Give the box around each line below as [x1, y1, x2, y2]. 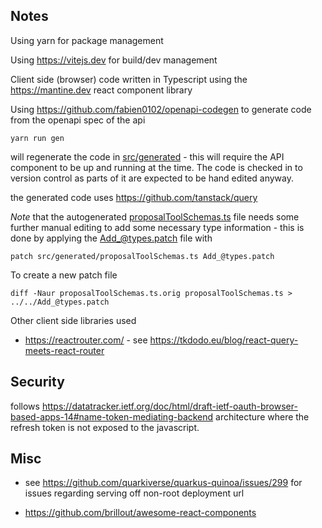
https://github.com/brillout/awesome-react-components [24, 507, 257, 519]
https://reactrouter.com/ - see [24, 334, 148, 346]
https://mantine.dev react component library [10, 84, 193, 96]
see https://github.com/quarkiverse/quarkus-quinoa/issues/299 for [24, 477, 303, 489]
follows [10, 400, 40, 412]
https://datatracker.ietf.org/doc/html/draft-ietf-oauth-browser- [41, 400, 298, 412]
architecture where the [215, 410, 310, 423]
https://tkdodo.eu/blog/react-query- [149, 334, 299, 346]
